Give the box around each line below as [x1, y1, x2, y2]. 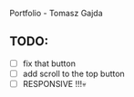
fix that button [22, 58, 76, 69]
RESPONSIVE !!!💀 [22, 78, 87, 89]
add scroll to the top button [22, 68, 125, 79]
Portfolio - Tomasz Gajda [9, 8, 103, 18]
